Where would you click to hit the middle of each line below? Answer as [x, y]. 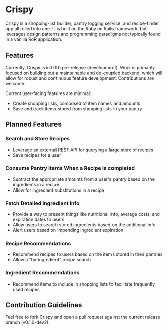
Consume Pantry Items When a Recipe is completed [70, 168]
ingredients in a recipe [36, 184]
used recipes [26, 289]
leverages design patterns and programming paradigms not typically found [83, 34]
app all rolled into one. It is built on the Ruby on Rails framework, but [76, 28]
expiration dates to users [38, 220]
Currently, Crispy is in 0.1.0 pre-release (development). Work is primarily [80, 67]
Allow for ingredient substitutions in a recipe [58, 190]
